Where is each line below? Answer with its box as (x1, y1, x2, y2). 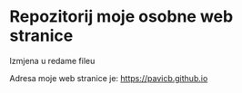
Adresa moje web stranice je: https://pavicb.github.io (9, 72, 208, 83)
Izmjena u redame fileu (9, 55, 96, 66)
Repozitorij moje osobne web (9, 6, 234, 27)
